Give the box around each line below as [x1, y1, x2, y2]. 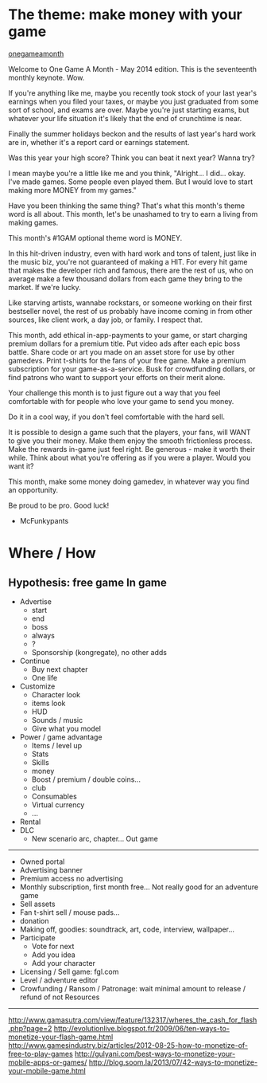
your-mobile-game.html [8, 1065, 86, 1075]
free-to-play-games [8, 1049, 73, 1058]
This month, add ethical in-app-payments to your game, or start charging [8, 330, 248, 339]
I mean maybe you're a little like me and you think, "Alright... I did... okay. [8, 168, 246, 178]
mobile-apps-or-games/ [8, 1057, 87, 1067]
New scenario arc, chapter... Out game [31, 834, 159, 843]
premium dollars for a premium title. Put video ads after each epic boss [8, 339, 241, 348]
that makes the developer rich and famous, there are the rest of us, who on [8, 265, 254, 275]
